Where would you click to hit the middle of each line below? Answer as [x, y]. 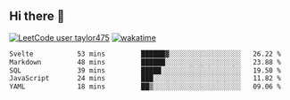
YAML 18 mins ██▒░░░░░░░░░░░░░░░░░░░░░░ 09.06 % [145, 87]
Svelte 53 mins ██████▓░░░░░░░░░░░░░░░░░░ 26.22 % [145, 54]
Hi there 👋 [37, 16]
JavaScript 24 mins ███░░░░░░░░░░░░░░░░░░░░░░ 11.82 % [145, 79]
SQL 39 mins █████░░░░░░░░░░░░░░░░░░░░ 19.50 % [145, 70]
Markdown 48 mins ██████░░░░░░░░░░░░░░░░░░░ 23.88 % [145, 62]
